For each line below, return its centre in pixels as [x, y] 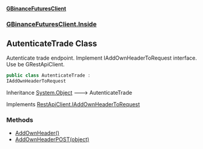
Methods [20, 120]
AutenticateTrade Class [52, 43]
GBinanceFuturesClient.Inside [52, 24]
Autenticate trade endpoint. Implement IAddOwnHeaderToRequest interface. [102, 58]
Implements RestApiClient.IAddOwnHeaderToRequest [73, 104]
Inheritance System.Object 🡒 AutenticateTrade [69, 93]
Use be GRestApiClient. [35, 65]
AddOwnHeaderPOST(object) [52, 139]
